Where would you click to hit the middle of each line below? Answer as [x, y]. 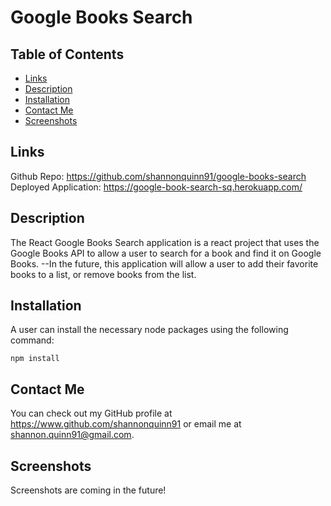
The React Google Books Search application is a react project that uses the [165, 242]
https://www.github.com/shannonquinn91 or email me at [126, 424]
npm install [35, 359]
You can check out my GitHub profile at [91, 413]
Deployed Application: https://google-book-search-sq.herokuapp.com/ [156, 187]
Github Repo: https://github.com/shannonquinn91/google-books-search [158, 176]
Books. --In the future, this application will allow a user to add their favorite [164, 263]
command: [32, 340]
